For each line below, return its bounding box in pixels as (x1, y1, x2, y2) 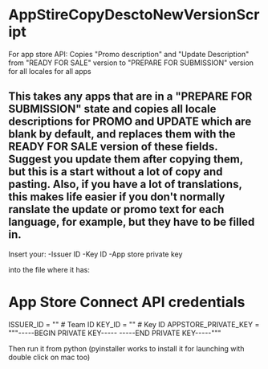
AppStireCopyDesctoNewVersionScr (8, 6, 260, 24)
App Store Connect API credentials (8, 293, 246, 311)
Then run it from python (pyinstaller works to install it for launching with (8, 343, 245, 353)
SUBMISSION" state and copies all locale (8, 102, 217, 116)
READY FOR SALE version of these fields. (8, 140, 218, 154)
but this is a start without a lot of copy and (8, 165, 223, 178)
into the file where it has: (8, 264, 90, 274)
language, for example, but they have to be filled (8, 215, 255, 229)
